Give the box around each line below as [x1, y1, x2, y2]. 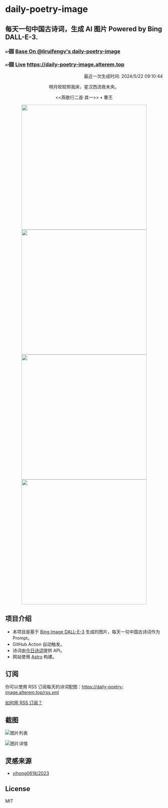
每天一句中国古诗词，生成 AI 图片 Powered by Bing [5, 24, 162, 33]
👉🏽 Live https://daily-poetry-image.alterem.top [5, 61, 124, 68]
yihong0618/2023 [12, 771, 49, 777]
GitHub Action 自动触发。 [12, 641, 65, 647]
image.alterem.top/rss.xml [5, 690, 59, 696]
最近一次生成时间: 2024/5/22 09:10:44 [83, 73, 163, 79]
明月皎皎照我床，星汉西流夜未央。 [49, 83, 119, 89]
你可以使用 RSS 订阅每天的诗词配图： [5, 684, 82, 690]
